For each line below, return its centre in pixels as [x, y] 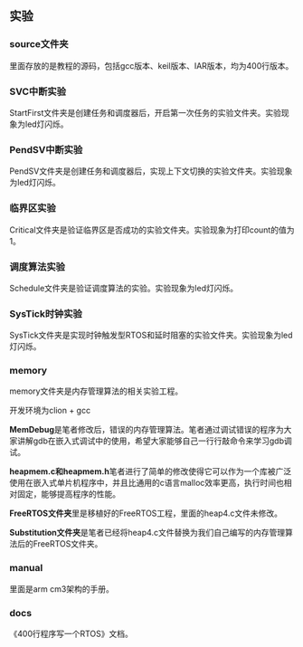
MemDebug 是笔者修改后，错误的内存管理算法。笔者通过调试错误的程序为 [147, 430]
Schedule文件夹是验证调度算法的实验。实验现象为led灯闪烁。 [123, 288]
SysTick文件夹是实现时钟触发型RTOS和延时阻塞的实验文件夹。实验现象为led [151, 335]
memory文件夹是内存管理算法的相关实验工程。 [96, 391]
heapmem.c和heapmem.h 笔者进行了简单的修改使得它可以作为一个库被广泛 [151, 471]
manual [26, 568]
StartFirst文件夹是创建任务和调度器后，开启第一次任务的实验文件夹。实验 [146, 112]
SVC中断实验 [38, 91]
